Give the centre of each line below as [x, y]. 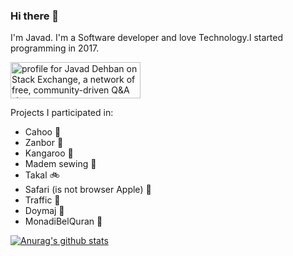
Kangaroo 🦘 [49, 153]
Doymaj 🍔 [44, 211]
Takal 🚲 [42, 175]
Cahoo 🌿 [43, 132]
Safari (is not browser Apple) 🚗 [88, 190]
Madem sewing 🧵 [60, 164]
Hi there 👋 [35, 16]
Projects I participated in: [62, 113]
